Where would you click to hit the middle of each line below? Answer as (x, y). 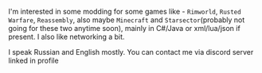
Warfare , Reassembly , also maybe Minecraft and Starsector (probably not (127, 20)
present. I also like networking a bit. (66, 36)
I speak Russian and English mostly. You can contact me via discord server (131, 52)
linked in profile (33, 60)
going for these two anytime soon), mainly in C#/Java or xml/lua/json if (124, 28)
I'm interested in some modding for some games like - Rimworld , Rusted (125, 12)
